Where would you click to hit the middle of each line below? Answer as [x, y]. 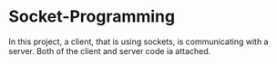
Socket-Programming [92, 17]
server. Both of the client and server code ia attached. [110, 50]
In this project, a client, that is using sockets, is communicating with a [138, 41]
